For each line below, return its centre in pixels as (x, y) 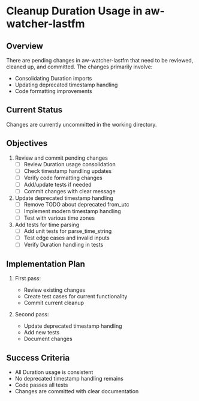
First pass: (28, 279)
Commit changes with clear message (70, 191)
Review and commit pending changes (61, 158)
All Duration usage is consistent (54, 372)
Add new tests (42, 333)
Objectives (27, 143)
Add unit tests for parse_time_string (68, 231)
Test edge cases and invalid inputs (67, 238)
